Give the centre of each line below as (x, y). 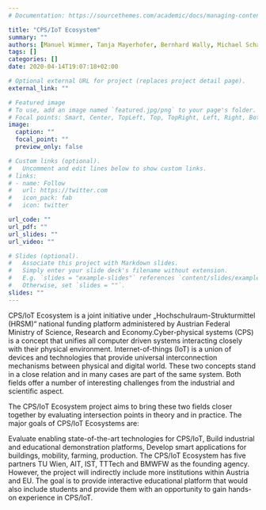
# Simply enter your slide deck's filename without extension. (118, 271)
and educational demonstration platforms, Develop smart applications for (127, 447)
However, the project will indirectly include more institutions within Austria (129, 472)
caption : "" (35, 132)
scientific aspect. (36, 391)
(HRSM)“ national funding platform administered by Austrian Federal (120, 324)
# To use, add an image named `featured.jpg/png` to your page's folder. (133, 110)
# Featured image (37, 103)
